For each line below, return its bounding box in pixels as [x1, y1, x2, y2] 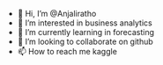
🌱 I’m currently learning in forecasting [17, 27, 154, 37]
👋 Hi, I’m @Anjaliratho [17, 9, 97, 18]
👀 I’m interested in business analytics [17, 18, 152, 28]
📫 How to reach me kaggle [17, 47, 117, 56]
